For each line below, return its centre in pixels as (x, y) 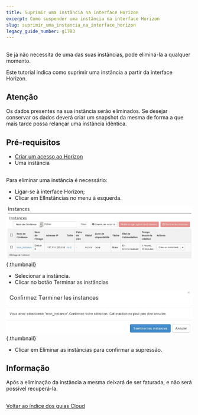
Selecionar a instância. (42, 275)
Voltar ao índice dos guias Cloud (46, 406)
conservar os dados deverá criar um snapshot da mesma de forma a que (95, 118)
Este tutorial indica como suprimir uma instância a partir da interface (89, 72)
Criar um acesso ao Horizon (49, 157)
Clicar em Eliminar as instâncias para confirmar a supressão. (88, 349)
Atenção (22, 97)
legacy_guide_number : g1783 (41, 31)
